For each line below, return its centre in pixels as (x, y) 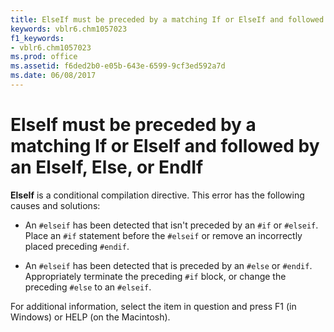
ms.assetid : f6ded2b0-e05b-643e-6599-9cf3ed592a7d (118, 66)
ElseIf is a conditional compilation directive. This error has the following (157, 195)
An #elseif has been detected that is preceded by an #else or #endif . (168, 265)
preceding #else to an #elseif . (88, 287)
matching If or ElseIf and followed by (165, 146)
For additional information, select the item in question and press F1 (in (153, 306)
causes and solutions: (55, 205)
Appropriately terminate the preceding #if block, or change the (155, 276)
